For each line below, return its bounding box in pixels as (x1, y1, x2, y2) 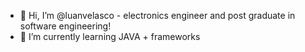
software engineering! (19, 20, 112, 32)
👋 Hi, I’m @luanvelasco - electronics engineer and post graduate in (19, 10, 296, 21)
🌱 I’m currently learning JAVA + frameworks (19, 31, 201, 42)
